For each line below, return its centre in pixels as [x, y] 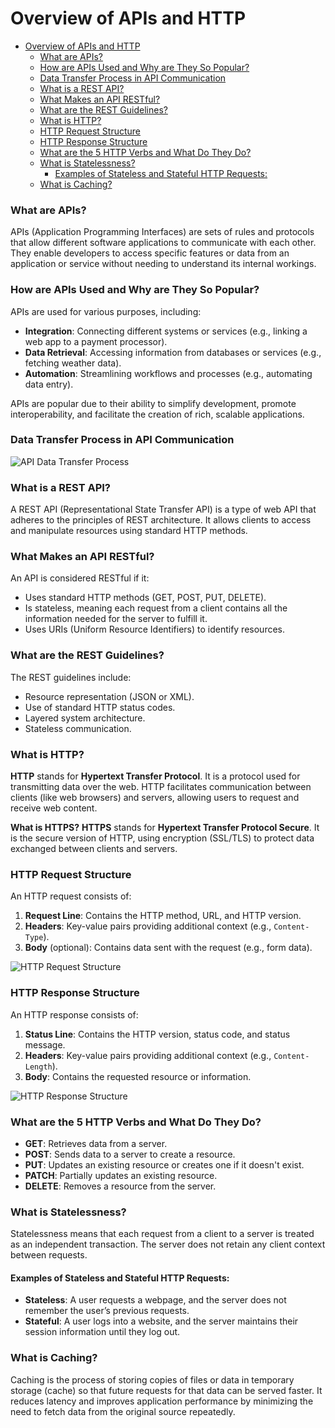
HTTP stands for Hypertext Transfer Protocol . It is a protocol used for [155, 776]
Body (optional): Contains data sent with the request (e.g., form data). [168, 948]
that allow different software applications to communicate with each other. [163, 243]
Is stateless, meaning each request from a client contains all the [156, 608]
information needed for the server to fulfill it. [116, 619]
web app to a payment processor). [96, 341]
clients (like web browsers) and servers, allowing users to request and [155, 798]
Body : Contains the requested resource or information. [138, 1076]
